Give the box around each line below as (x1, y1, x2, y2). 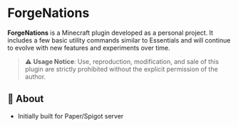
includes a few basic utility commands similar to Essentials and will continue (7, 35, 231, 44)
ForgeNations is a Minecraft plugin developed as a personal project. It (7, 28, 214, 37)
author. (24, 72, 46, 81)
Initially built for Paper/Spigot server (17, 111, 124, 120)
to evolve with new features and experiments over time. (7, 43, 170, 52)
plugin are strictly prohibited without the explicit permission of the (24, 65, 219, 73)
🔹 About (7, 93, 44, 105)
